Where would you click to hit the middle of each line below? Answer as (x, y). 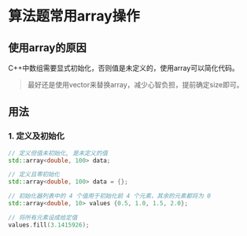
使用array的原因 (47, 48)
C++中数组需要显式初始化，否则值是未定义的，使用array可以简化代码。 (124, 68)
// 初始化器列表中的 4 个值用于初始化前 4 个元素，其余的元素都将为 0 (109, 196)
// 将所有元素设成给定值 (43, 217)
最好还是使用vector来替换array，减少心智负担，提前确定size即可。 (135, 85)
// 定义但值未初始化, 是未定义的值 (58, 153)
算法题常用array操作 (74, 16)
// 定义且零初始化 (34, 175)
